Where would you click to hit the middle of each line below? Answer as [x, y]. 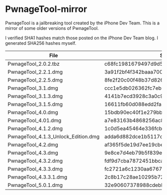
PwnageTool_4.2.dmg [33, 144]
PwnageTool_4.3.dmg [33, 153]
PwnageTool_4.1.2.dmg [35, 128]
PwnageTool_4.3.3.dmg [35, 169]
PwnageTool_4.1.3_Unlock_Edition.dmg [54, 136]
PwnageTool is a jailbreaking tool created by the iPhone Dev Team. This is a [83, 23]
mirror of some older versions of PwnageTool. [52, 28]
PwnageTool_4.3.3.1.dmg [38, 177]
